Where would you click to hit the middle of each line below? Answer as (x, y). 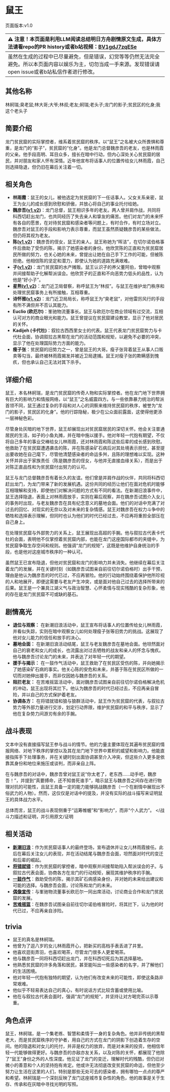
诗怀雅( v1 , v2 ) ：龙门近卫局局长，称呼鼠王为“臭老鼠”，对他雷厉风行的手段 (89, 299)
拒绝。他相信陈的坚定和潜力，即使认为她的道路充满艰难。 (72, 261)
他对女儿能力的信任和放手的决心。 (48, 637)
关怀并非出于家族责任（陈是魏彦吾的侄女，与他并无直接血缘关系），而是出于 (84, 461)
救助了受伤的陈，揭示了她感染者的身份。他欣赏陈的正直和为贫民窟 (90, 248)
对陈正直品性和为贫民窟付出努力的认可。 (47, 467)
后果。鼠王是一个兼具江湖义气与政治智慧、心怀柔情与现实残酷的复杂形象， (83, 588)
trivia (14, 927)
